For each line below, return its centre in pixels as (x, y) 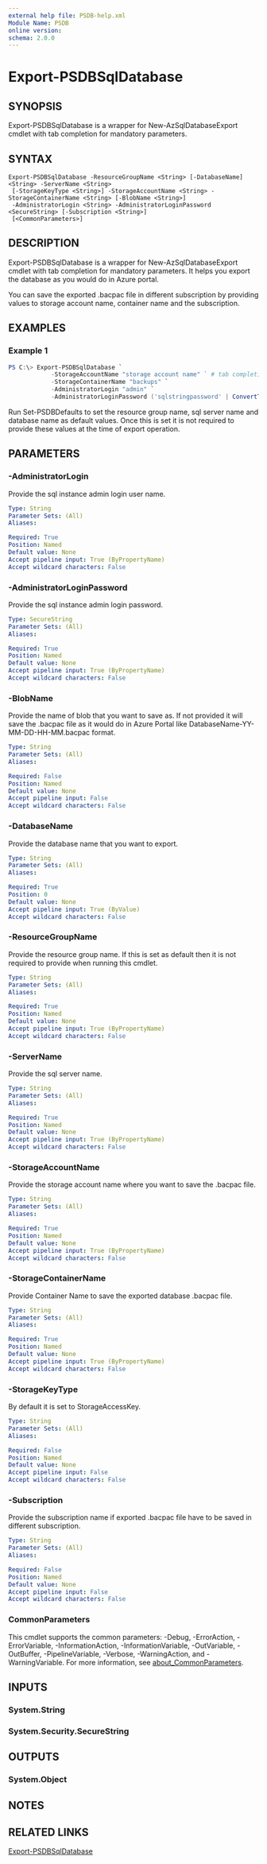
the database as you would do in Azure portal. (83, 279)
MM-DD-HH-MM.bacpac (49, 733)
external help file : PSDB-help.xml (67, 16)
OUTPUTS (34, 1757)
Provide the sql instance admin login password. (86, 604)
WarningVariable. (37, 1662)
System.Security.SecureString (69, 1731)
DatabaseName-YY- (221, 724)
